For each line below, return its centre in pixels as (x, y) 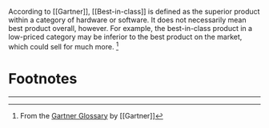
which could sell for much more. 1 (63, 46)
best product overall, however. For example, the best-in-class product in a (130, 28)
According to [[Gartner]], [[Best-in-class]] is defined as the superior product (134, 12)
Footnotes (43, 78)
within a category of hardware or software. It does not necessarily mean (127, 20)
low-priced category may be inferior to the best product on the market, (125, 37)
